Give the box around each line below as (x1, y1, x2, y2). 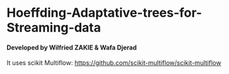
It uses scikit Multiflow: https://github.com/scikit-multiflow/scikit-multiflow (6, 59, 222, 67)
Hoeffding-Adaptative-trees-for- (6, 5, 202, 21)
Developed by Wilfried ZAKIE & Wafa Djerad (6, 43, 137, 52)
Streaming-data (6, 20, 101, 36)
